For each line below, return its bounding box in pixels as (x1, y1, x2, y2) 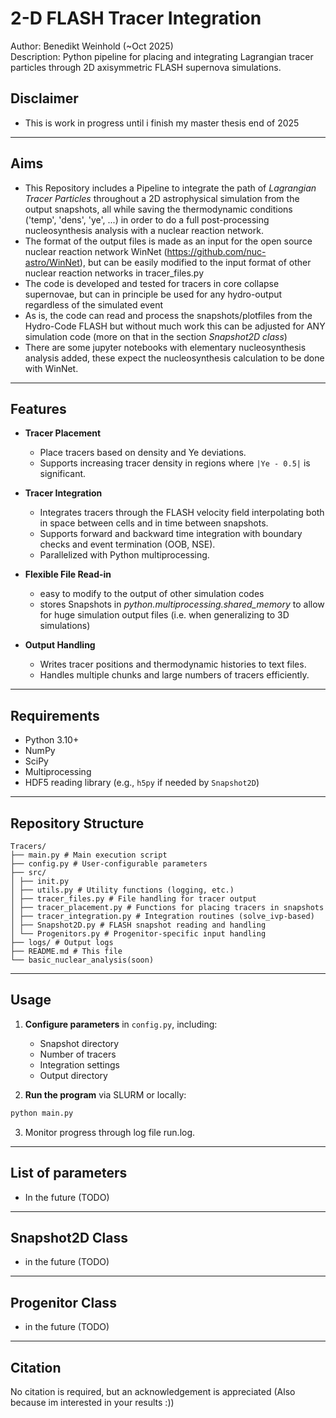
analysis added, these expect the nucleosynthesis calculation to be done (24, 352, 325, 364)
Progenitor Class (10, 1294, 117, 1311)
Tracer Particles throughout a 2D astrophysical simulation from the (24, 192, 300, 204)
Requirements (10, 707, 100, 724)
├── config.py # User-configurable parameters (10, 859, 208, 869)
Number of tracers (39, 1048, 117, 1060)
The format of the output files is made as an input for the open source (24, 235, 313, 247)
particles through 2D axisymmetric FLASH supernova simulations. (10, 61, 282, 73)
